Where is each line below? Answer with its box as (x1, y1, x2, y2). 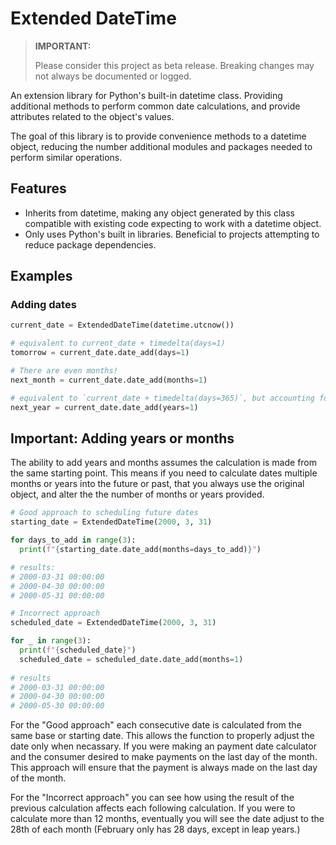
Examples (10, 268, 73, 285)
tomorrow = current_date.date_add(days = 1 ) (10, 348, 190, 358)
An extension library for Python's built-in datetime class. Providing (10, 89, 283, 101)
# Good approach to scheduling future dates (10, 508, 199, 518)
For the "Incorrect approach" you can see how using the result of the (10, 792, 295, 804)
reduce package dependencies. (24, 238, 157, 251)
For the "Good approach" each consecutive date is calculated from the (10, 719, 302, 731)
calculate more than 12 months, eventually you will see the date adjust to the (10, 813, 325, 825)
